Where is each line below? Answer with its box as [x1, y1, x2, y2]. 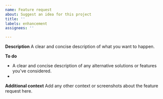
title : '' [5, 16, 26, 21]
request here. [5, 88, 33, 94]
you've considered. [12, 68, 52, 74]
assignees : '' [5, 26, 35, 31]
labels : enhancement [5, 21, 48, 26]
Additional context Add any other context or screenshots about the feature [5, 83, 159, 89]
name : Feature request [5, 7, 52, 12]
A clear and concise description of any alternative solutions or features [12, 63, 157, 69]
